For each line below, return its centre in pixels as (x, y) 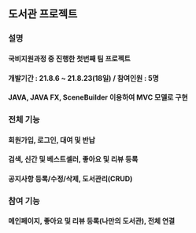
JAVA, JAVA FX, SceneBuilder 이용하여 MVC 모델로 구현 (98, 97)
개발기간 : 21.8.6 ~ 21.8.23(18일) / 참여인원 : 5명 (83, 78)
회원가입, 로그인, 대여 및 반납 (52, 140)
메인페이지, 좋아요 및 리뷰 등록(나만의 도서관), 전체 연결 (92, 221)
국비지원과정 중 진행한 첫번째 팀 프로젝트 (70, 58)
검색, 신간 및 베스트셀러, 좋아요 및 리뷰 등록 (73, 159)
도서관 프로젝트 (43, 14)
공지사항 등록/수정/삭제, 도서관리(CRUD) (70, 178)
